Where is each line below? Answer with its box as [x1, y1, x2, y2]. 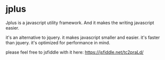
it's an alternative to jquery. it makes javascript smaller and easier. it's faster [5, 34, 160, 40]
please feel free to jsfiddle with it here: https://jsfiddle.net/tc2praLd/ [5, 49, 144, 55]
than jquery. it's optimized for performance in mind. [5, 39, 111, 45]
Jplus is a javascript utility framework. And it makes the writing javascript [5, 20, 155, 26]
